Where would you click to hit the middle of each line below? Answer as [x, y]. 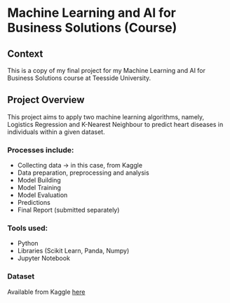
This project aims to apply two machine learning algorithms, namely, [106, 116]
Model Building [39, 180]
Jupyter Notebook [43, 258]
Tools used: [28, 228]
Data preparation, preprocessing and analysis [83, 173]
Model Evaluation [42, 195]
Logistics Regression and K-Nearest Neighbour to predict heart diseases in [115, 124]
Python [28, 243]
